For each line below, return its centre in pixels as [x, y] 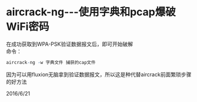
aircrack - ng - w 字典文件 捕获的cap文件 [51, 62]
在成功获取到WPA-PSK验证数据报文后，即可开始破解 [70, 44]
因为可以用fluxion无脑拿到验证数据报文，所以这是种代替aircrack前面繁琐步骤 [99, 74]
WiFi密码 [28, 27]
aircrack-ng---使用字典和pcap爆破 [91, 12]
